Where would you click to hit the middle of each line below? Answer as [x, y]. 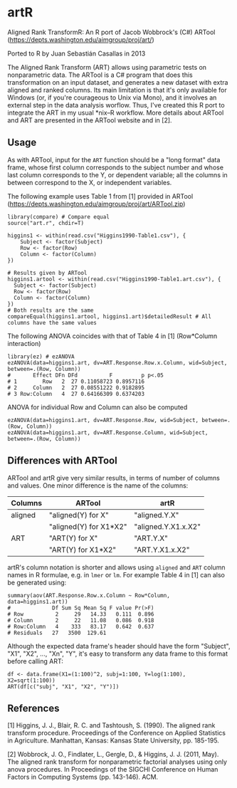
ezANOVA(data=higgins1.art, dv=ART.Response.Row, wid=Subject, [103, 420]
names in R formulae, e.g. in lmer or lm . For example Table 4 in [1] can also [116, 574]
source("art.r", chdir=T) [46, 223]
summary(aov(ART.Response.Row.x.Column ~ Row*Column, [89, 595]
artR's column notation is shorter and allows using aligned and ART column [116, 567]
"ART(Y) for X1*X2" [83, 550]
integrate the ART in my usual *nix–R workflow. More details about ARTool [116, 112]
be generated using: [37, 582]
